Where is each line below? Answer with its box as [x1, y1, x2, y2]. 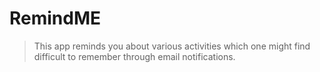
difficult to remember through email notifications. [33, 50, 236, 62]
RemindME [9, 7, 102, 30]
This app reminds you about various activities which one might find [33, 40, 311, 52]
